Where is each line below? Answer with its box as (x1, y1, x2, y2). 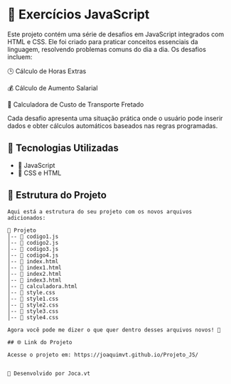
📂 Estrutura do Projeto (7, 189, 107, 201)
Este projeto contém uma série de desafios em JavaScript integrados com (7, 30, 225, 38)
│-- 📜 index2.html (7, 270, 62, 277)
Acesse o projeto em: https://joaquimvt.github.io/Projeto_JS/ (7, 351, 199, 358)
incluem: (7, 53, 33, 61)
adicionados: (7, 214, 46, 221)
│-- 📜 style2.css (7, 302, 59, 309)
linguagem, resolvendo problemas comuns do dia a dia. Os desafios (7, 45, 206, 53)
